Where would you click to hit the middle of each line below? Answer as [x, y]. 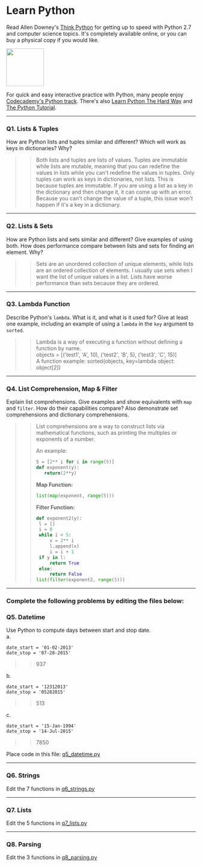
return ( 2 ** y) [60, 473]
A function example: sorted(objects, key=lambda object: [106, 361]
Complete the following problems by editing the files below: [95, 601]
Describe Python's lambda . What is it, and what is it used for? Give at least [97, 317]
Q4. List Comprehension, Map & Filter [62, 388]
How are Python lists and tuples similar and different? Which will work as [96, 142]
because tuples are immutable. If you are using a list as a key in [115, 186]
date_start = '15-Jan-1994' [41, 726]
